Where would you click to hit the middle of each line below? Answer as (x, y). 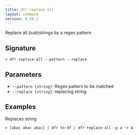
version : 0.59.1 (22, 19)
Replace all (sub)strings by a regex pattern (48, 33)
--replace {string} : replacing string (49, 92)
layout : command (22, 14)
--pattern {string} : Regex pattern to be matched (63, 86)
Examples (20, 107)
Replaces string (21, 119)
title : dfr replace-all (30, 10)
